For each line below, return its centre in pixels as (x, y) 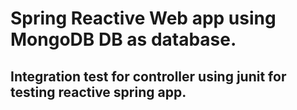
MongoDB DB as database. (123, 39)
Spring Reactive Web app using (143, 18)
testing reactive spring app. (98, 92)
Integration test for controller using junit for (148, 76)
